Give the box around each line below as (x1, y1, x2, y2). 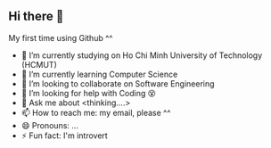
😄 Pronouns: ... (21, 119, 79, 130)
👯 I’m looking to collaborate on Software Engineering (21, 78, 215, 89)
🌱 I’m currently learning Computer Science (21, 69, 178, 79)
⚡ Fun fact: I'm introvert (21, 130, 108, 141)
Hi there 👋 (8, 9, 64, 24)
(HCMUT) (21, 59, 57, 70)
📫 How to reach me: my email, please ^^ (21, 107, 171, 118)
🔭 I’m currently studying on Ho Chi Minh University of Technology (21, 50, 263, 61)
